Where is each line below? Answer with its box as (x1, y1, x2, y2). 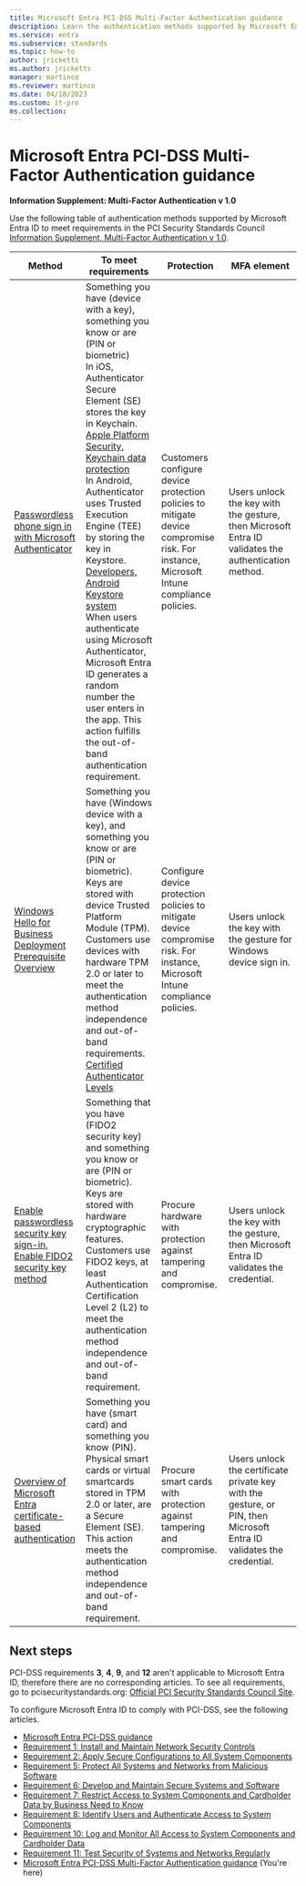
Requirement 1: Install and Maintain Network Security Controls (22, 1741, 256, 1752)
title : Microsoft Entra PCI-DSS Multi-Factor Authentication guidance (9, 13, 283, 23)
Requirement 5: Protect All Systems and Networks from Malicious (22, 1760, 269, 1771)
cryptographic (85, 1222, 147, 1235)
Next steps (9, 1643, 73, 1658)
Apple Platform (85, 429, 150, 442)
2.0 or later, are (85, 1498, 152, 1511)
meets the (85, 1543, 129, 1556)
